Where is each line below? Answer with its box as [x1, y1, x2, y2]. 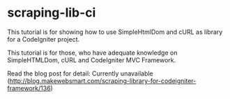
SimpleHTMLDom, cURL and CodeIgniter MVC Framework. [7, 55, 176, 64]
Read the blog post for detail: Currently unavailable [7, 69, 153, 78]
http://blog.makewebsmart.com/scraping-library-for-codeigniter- [9, 76, 197, 84]
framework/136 [7, 84, 51, 92]
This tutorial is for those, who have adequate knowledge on [7, 48, 178, 57]
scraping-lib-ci [7, 5, 96, 21]
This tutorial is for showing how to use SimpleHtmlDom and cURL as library [7, 28, 223, 36]
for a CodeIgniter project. [7, 35, 80, 43]
